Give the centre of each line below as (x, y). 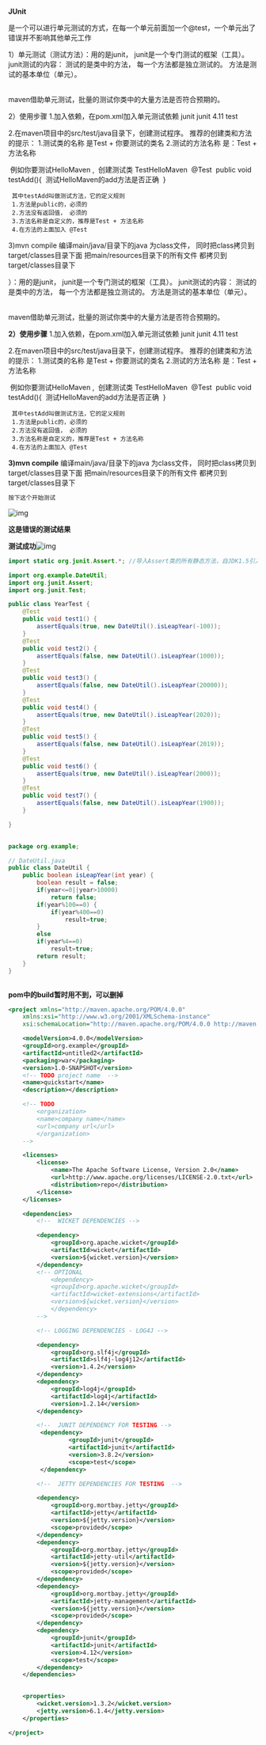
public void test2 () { (60, 648)
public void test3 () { (60, 678)
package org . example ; (44, 846)
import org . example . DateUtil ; (58, 575)
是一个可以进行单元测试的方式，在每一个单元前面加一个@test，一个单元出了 (132, 28)
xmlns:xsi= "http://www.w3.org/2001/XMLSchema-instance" (117, 1017)
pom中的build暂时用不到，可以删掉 (66, 994)
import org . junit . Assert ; (51, 582)
